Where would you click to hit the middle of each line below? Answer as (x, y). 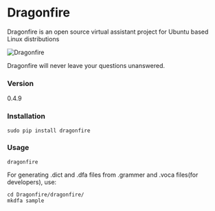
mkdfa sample (26, 201)
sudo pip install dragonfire (49, 131)
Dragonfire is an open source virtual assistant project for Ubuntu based (108, 32)
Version (21, 83)
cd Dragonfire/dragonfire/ (46, 195)
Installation (26, 116)
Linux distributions (33, 38)
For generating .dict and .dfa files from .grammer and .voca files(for (103, 175)
